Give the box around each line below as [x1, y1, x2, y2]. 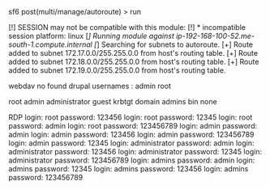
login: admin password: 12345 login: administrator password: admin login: [8, 138, 255, 148]
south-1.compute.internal [8, 40, 93, 49]
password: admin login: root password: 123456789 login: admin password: [8, 121, 258, 130]
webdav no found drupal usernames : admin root [8, 81, 172, 91]
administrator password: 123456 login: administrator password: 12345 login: [8, 147, 262, 156]
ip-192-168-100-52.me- [175, 32, 255, 40]
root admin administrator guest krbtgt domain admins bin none [8, 97, 217, 106]
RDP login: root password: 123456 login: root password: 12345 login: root [8, 112, 253, 122]
